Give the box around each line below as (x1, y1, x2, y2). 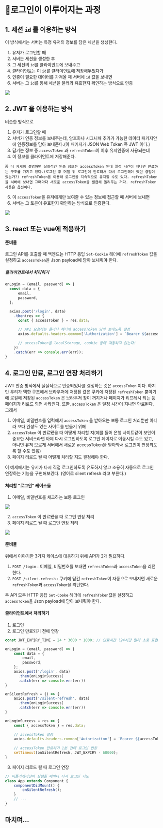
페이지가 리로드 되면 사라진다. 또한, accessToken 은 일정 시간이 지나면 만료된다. (5, 401, 154, 407)
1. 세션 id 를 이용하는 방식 (5, 25, 77, 34)
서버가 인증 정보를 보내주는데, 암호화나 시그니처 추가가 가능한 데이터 (12, 135, 141, 141)
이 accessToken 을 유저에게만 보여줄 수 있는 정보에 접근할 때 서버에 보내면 (12, 194, 150, 200)
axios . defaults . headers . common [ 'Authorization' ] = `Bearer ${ (17, 332, 147, 336)
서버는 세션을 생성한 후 (12, 56, 55, 61)
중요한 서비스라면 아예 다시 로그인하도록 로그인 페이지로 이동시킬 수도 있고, (12, 436, 154, 442)
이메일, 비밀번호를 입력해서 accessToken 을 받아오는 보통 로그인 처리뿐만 (12, 417, 149, 423)
